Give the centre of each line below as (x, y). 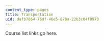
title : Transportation (29, 14)
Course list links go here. (31, 33)
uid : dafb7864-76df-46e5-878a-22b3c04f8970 (52, 19)
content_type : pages (27, 10)
